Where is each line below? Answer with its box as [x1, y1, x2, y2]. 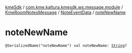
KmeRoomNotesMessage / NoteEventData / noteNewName [5, 9, 126, 15]
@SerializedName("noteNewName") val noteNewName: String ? [5, 43, 127, 48]
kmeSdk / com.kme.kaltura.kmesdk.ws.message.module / [5, 4, 123, 10]
